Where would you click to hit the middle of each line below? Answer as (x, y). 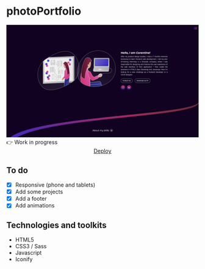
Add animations (35, 206)
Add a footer (31, 199)
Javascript (28, 253)
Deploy (103, 151)
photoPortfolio (44, 11)
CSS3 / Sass (31, 246)
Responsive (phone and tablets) (55, 185)
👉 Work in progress (32, 142)
